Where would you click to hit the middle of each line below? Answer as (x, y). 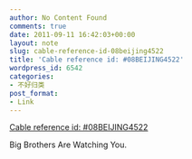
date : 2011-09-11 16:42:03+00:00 (72, 34)
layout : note (34, 43)
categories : (32, 77)
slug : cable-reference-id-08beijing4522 (87, 51)
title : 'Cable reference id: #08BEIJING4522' (96, 60)
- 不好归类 (27, 85)
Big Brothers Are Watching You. (68, 145)
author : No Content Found (58, 18)
